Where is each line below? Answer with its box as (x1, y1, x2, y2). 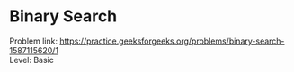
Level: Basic (9, 54, 54, 65)
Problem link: (9, 36, 58, 46)
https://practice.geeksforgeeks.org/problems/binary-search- (59, 36, 285, 46)
